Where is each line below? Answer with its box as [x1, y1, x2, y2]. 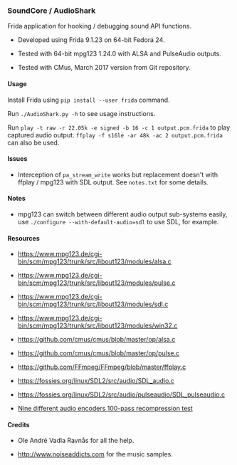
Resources [7, 234, 41, 242]
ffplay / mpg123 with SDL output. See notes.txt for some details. [17, 177, 209, 187]
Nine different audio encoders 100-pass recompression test [17, 404, 194, 413]
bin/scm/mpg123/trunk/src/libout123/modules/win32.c [17, 321, 178, 330]
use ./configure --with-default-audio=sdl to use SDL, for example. [17, 217, 219, 226]
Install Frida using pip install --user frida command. [7, 95, 170, 104]
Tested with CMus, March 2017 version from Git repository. [17, 63, 191, 72]
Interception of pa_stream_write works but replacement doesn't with [17, 170, 218, 179]
